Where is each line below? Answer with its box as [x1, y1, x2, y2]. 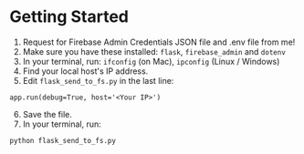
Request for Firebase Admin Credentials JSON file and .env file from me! [22, 36, 296, 47]
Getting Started [9, 6, 130, 27]
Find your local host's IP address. [22, 66, 149, 77]
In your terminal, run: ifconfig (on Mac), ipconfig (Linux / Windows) [22, 56, 280, 67]
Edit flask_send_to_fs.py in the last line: [22, 75, 174, 86]
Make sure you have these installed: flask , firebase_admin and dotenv [22, 46, 286, 56]
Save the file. [22, 108, 73, 119]
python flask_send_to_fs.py [9, 136, 117, 145]
